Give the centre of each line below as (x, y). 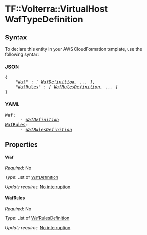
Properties (21, 145)
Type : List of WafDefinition (32, 177)
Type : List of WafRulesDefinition (37, 218)
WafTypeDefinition (44, 19)
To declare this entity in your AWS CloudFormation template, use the (73, 49)
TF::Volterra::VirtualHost (56, 9)
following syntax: (22, 54)
